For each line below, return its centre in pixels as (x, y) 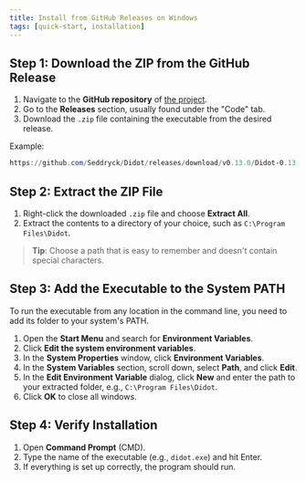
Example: (27, 146)
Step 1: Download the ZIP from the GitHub (130, 63)
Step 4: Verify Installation (84, 425)
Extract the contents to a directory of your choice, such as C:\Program (154, 223)
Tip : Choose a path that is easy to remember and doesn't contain (154, 251)
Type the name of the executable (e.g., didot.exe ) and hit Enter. (142, 456)
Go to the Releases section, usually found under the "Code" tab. (144, 110)
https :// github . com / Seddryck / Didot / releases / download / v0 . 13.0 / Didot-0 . (148, 163)
